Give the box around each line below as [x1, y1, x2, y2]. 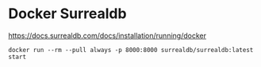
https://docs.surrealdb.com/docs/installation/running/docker [8, 31, 206, 40]
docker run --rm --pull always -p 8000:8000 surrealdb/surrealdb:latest [8, 46, 254, 54]
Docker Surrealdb [8, 5, 127, 23]
